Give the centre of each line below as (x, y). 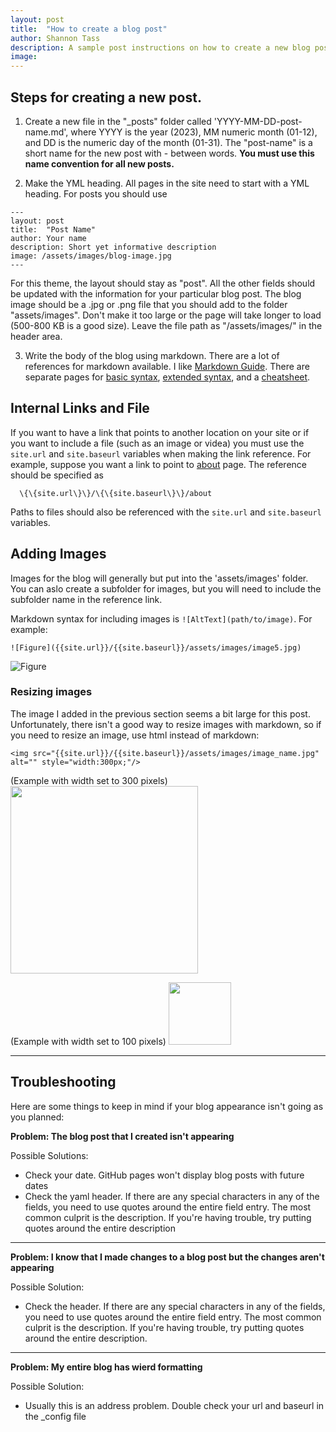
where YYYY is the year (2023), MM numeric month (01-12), (194, 132)
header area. (36, 336)
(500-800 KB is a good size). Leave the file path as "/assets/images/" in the (166, 325)
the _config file (55, 1416)
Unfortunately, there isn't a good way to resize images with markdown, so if (166, 724)
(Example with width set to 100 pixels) (88, 1041)
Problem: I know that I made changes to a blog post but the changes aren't (167, 1257)
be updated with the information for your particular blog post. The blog (156, 293)
